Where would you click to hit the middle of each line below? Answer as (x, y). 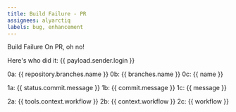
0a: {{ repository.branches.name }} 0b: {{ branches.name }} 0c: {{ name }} (115, 74)
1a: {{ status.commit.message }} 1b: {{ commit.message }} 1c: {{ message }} (117, 88)
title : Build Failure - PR (47, 14)
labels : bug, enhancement (45, 27)
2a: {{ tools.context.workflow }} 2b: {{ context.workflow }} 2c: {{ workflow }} (118, 101)
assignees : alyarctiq (39, 20)
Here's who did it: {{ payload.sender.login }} (71, 61)
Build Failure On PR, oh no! (46, 47)
